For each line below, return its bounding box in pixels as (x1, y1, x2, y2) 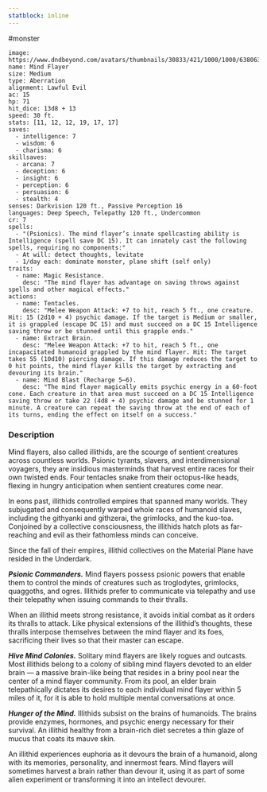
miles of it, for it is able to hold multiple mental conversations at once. (8, 693, 236, 702)
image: (8, 49, 30, 56)
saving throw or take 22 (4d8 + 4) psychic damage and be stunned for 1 (8, 397, 254, 405)
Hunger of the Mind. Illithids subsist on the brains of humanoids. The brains (8, 709, 257, 718)
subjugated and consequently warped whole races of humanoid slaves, (8, 504, 242, 514)
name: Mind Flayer (8, 63, 69, 71)
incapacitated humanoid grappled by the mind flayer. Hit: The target (8, 347, 247, 356)
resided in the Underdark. (8, 553, 92, 563)
